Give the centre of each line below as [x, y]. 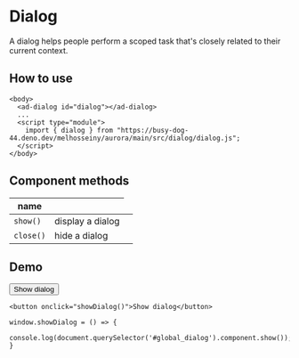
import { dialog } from [69, 130]
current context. [39, 50]
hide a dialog [81, 235]
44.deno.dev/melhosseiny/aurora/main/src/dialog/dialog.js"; [125, 138]
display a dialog [87, 221]
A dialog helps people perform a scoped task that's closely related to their [145, 41]
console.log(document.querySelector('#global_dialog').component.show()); [151, 338]
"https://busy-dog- [153, 130]
